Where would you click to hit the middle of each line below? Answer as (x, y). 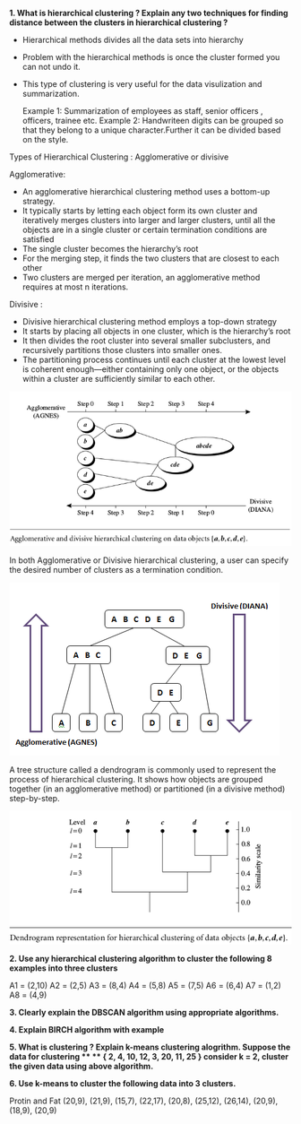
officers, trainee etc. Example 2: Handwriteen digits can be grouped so (153, 121)
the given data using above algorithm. (82, 1066)
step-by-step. (34, 798)
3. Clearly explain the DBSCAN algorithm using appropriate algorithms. (144, 1012)
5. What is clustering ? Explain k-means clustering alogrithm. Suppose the (150, 1047)
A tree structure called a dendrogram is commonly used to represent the (143, 769)
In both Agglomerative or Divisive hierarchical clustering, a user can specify (149, 560)
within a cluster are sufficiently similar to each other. (119, 379)
